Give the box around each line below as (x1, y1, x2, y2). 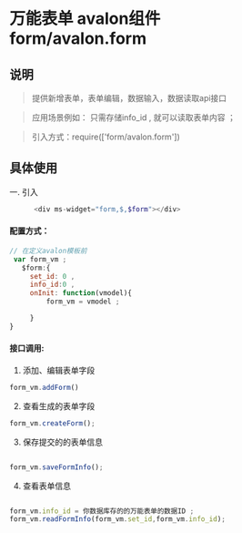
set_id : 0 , (29, 272, 76, 281)
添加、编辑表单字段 (22, 364, 96, 375)
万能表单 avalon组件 (9, 8, 161, 29)
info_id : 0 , (29, 280, 76, 290)
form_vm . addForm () (9, 383, 79, 392)
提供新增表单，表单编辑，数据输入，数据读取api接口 (31, 93, 227, 103)
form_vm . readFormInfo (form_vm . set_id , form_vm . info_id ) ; (9, 515, 226, 524)
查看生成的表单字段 (22, 400, 96, 411)
